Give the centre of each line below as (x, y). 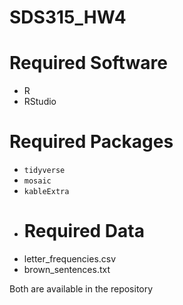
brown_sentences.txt (67, 269)
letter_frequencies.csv (70, 259)
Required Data (84, 231)
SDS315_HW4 (68, 17)
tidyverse (44, 171)
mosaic (37, 181)
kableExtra (46, 192)
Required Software (88, 63)
